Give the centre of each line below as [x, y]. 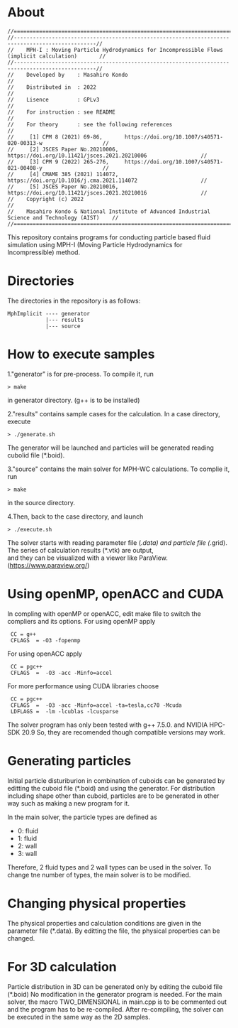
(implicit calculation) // [57, 56]
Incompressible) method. [44, 252]
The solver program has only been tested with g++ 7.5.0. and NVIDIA [108, 725]
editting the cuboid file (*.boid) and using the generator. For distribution [111, 788]
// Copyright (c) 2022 [45, 199]
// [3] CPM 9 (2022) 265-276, [58, 162]
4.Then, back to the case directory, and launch [75, 516]
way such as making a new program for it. [68, 803]
